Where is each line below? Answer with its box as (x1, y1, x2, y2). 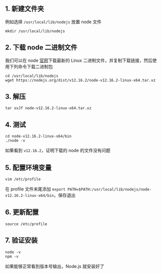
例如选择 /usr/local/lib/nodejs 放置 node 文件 (5, 19, 102, 25)
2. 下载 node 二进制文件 (5, 44, 78, 52)
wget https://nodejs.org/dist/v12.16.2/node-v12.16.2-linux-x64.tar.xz (5, 78, 156, 83)
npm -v (5, 254, 19, 259)
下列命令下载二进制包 (9, 63, 53, 69)
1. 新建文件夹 (5, 4, 44, 13)
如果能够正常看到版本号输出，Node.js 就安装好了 (5, 263, 105, 269)
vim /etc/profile (5, 177, 41, 182)
